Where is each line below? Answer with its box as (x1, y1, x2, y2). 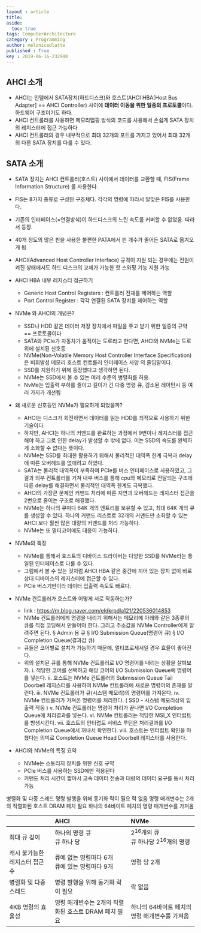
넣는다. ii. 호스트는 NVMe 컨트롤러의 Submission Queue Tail (30, 674, 173, 682)
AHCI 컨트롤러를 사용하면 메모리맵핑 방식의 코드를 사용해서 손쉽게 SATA (14, 116, 184, 124)
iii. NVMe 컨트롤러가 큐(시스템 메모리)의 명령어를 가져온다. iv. (36, 689, 180, 697)
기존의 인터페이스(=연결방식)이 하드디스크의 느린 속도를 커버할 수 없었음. (14, 216, 184, 223)
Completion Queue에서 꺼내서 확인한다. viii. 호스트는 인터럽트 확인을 (23, 727, 185, 734)
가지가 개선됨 (30, 389, 61, 396)
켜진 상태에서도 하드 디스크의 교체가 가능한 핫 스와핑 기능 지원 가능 (14, 264, 170, 271)
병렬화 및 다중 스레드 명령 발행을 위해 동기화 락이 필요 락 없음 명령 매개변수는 (6, 795, 185, 802)
